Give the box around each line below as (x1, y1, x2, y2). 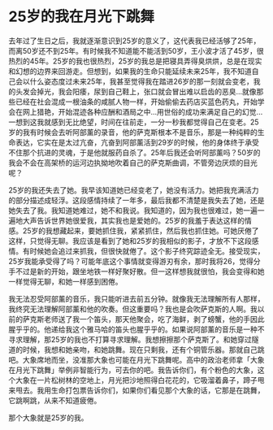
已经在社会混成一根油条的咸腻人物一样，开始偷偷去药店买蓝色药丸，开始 (15, 97, 258, 106)
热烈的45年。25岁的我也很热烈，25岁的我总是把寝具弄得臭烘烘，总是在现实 (8, 56, 262, 66)
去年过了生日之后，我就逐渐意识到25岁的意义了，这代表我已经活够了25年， (8, 36, 261, 46)
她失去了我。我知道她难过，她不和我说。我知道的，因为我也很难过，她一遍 (8, 205, 258, 215)
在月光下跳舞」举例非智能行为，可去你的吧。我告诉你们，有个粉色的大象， (8, 365, 258, 375)
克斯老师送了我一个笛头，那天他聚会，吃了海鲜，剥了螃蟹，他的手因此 (29, 314, 265, 324)
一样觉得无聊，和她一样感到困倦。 (8, 276, 123, 286)
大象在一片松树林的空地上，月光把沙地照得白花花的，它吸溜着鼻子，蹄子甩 (15, 375, 265, 384)
